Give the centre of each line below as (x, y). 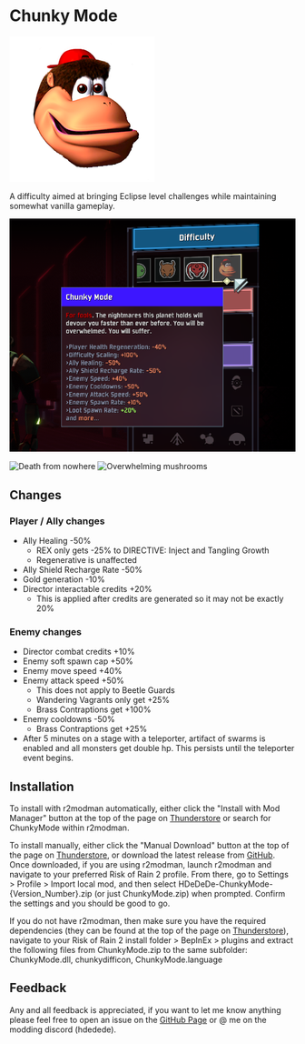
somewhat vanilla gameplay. (62, 206)
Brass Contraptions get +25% (92, 729)
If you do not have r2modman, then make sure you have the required (138, 921)
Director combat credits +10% (79, 652)
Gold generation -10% (64, 579)
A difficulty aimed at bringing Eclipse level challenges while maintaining (143, 196)
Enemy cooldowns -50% (69, 719)
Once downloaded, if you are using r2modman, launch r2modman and (141, 865)
